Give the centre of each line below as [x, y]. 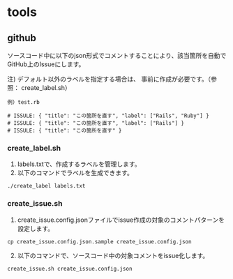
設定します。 [36, 228]
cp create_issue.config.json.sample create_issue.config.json [99, 241]
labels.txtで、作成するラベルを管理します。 [79, 164]
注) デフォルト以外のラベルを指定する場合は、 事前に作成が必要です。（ [109, 79]
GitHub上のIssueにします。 [46, 64]
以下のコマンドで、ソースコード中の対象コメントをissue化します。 [113, 255]
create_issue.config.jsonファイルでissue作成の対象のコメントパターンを [121, 220]
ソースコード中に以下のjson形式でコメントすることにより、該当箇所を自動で [117, 55]
